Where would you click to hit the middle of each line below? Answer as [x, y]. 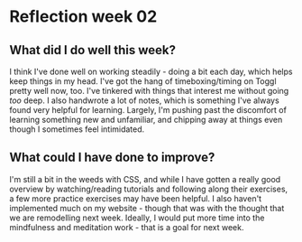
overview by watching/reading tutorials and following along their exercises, [149, 189]
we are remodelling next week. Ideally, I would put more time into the [137, 218]
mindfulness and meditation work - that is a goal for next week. [127, 227]
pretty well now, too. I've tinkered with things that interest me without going [149, 91]
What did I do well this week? [93, 50]
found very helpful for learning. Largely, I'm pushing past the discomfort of [148, 110]
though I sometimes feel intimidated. [77, 129]
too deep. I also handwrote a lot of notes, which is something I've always [144, 100]
